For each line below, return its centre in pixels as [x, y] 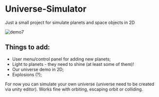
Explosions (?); [27, 75]
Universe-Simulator [46, 9]
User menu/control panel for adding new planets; [61, 59]
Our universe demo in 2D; [38, 69]
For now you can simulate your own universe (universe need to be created [80, 84]
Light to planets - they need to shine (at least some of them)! [73, 64]
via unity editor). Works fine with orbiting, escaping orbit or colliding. [74, 89]
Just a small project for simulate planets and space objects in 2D [70, 22]
